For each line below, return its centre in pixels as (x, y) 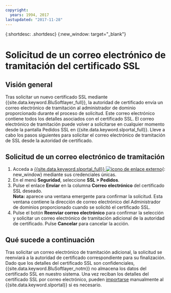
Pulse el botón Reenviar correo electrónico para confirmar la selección (88, 213)
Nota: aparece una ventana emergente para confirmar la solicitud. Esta (88, 197)
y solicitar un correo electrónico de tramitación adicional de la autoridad (89, 218)
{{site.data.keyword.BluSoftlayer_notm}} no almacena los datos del (76, 268)
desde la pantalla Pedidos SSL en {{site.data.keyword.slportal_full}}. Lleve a (85, 130)
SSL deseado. (27, 191)
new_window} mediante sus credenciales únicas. (65, 174)
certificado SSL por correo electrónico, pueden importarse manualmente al (84, 279)
